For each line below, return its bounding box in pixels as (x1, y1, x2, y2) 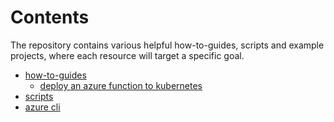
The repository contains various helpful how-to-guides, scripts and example (10, 39, 325, 51)
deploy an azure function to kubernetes (39, 79, 203, 91)
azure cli (24, 101, 61, 113)
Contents (10, 6, 90, 29)
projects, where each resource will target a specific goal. (10, 49, 245, 61)
